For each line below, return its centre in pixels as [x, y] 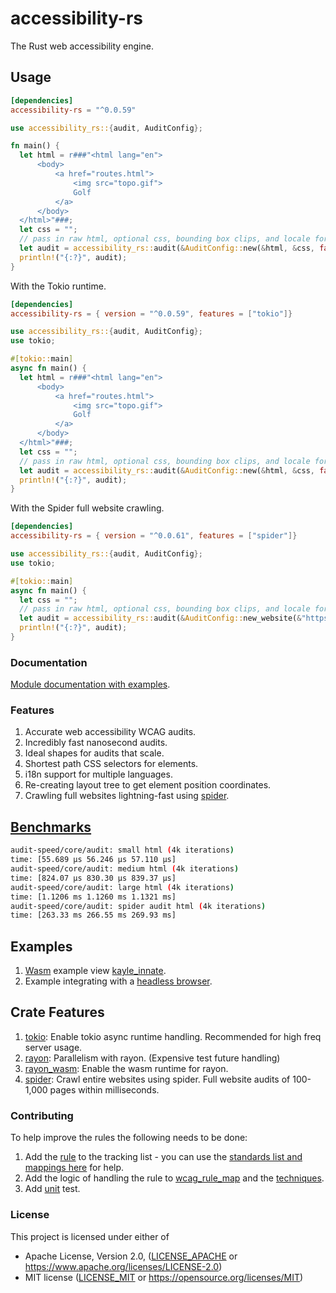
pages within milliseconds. [104, 1089]
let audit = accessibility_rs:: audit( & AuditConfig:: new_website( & [160, 618]
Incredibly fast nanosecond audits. [96, 743]
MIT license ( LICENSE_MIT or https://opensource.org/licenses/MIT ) [164, 1277]
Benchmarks [51, 827]
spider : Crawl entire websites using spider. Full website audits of [157, 1079]
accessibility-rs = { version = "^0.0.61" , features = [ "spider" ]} [154, 536]
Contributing [42, 1115]
